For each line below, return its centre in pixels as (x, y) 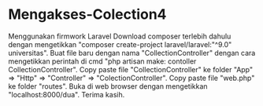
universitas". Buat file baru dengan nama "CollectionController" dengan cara (132, 53)
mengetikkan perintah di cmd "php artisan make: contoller (102, 61)
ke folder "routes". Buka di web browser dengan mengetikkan (108, 86)
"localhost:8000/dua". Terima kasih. (67, 94)
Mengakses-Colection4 (87, 15)
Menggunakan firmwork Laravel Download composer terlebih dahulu (120, 36)
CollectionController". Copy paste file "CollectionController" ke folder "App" (131, 69)
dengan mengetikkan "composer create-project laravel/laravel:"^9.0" (120, 44)
